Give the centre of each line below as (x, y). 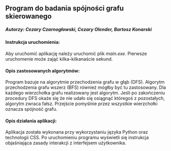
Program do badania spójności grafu (65, 8)
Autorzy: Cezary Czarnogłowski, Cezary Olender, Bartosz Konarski (79, 29)
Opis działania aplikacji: (31, 121)
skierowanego (29, 17)
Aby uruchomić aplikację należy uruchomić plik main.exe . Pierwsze (76, 54)
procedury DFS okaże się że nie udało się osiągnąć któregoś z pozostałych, (85, 98)
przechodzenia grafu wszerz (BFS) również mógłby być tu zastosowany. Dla (86, 87)
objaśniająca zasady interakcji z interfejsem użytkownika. (66, 143)
